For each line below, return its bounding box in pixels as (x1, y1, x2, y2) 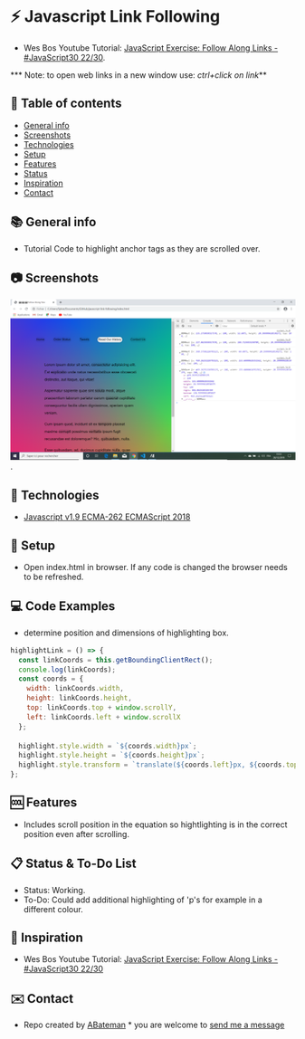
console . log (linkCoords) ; (18, 665, 117, 674)
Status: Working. (23, 884, 86, 895)
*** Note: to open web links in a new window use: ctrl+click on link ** (10, 69, 268, 81)
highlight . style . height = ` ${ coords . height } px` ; (18, 751, 205, 760)
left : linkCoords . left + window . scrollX (26, 712, 181, 721)
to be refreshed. (23, 571, 84, 582)
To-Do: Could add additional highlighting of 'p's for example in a (23, 894, 263, 905)
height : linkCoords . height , (26, 693, 132, 703)
